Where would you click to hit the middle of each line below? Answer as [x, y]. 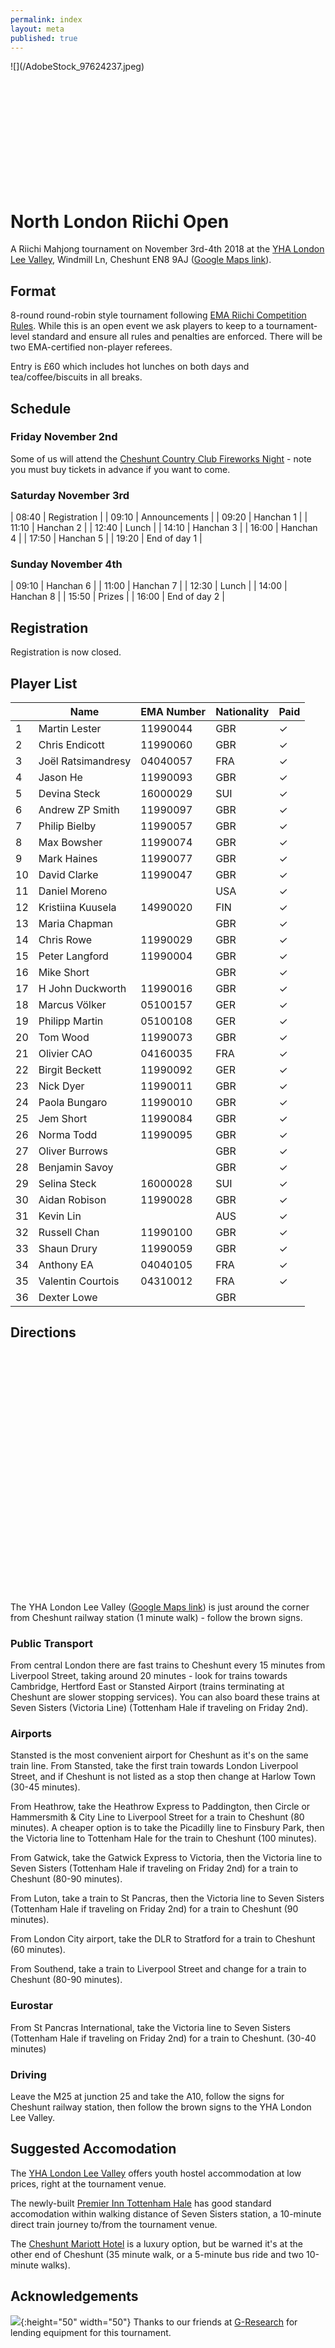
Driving [28, 2074]
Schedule [41, 408]
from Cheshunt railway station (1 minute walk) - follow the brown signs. [156, 1617]
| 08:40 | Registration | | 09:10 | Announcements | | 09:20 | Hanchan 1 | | [159, 517]
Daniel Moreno [73, 891]
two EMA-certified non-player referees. [91, 347]
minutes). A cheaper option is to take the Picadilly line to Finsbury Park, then [167, 1828]
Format [33, 291]
